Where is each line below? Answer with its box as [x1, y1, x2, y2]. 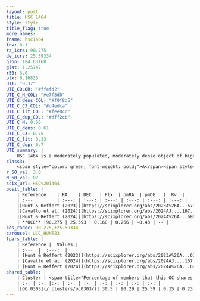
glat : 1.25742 [6, 64, 42, 70]
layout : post [6, 8, 39, 15]
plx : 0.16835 [6, 75, 39, 81]
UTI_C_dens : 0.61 [6, 125, 49, 131]
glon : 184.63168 [6, 58, 46, 64]
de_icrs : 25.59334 [6, 53, 52, 59]
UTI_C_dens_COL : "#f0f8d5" [6, 97, 73, 103]
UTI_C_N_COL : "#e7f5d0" [6, 92, 65, 98]
